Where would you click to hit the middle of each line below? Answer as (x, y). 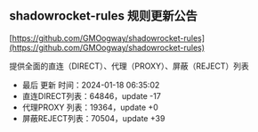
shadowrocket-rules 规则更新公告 (103, 16)
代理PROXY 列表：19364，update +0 (90, 107)
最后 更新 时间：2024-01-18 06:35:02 (91, 85)
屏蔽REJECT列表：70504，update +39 (93, 118)
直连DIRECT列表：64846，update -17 (92, 95)
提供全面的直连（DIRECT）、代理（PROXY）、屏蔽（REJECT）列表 (129, 66)
